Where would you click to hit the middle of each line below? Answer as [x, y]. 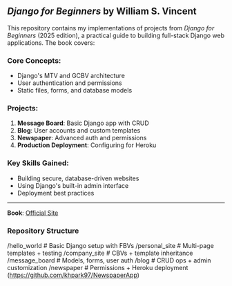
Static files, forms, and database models [75, 90]
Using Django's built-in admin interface [73, 185]
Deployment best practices [56, 193]
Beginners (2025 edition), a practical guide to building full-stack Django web [116, 35]
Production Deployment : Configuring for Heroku [87, 145]
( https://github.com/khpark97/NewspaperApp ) [74, 275]
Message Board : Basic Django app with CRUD [83, 123]
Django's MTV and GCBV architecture [71, 76]
